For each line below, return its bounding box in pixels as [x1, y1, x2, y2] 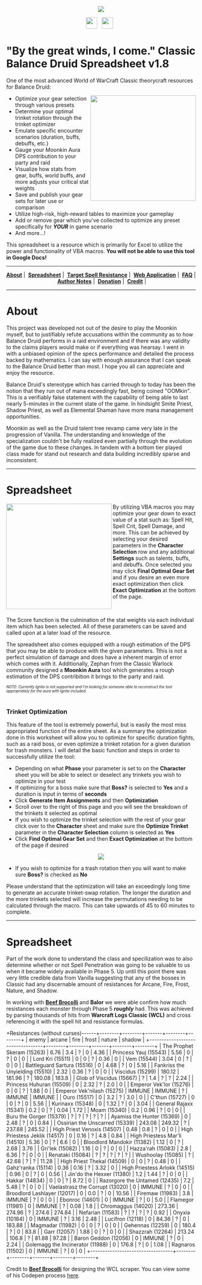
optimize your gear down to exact [112, 509, 196, 517]
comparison [14, 204, 45, 211]
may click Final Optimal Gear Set [112, 567, 195, 574]
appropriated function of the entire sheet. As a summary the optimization [6, 727, 187, 735]
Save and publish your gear [14, 190, 84, 198]
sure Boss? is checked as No [14, 871, 88, 878]
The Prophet [162, 1043, 194, 1050]
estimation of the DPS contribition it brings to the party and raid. [6, 673, 165, 680]
